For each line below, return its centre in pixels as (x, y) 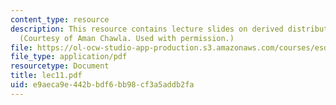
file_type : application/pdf (69, 57)
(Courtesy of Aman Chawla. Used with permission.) (127, 38)
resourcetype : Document (60, 66)
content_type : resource (60, 19)
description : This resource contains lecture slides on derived (147, 29)
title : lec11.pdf (46, 76)
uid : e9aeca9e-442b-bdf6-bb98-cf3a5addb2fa (102, 85)
